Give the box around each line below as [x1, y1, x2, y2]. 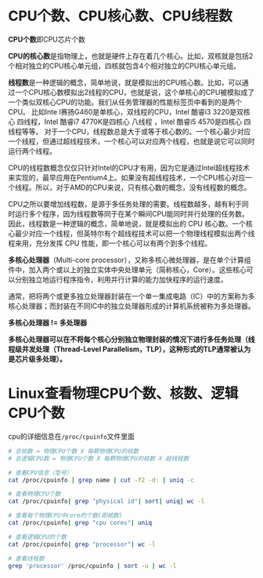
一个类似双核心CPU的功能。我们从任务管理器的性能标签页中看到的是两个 [8, 97, 243, 107]
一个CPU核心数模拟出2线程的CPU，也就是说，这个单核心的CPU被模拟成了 [14, 87, 255, 96]
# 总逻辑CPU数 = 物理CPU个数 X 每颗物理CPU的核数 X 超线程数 [8, 454, 189, 463]
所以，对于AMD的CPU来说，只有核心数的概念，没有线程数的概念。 [34, 182, 251, 192]
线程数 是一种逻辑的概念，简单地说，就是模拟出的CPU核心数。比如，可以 [8, 78, 243, 87]
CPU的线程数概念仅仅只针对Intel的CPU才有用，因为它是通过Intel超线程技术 [8, 162, 250, 173]
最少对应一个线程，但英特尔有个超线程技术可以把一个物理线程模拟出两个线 [14, 228, 255, 238]
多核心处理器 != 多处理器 [8, 318, 88, 327]
